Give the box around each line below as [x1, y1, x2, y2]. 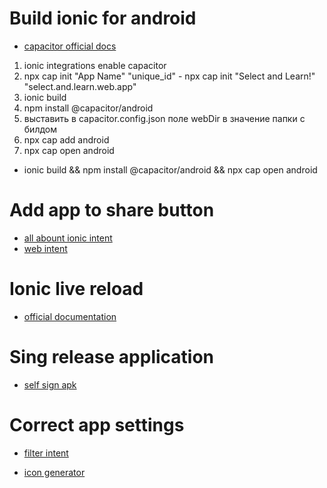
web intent [23, 242, 68, 254]
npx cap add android [23, 133, 110, 146]
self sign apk [23, 378, 77, 391]
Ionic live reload [9, 278, 144, 301]
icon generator [23, 466, 86, 478]
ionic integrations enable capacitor [23, 59, 167, 71]
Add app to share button [9, 199, 215, 222]
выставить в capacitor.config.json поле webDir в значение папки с [23, 112, 306, 124]
